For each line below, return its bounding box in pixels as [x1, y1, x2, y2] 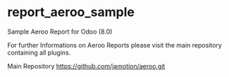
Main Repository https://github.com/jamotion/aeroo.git [7, 62, 166, 70]
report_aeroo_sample [7, 4, 135, 20]
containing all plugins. [7, 48, 71, 57]
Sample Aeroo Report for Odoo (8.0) [7, 27, 113, 36]
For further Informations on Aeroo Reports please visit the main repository [7, 41, 222, 49]
